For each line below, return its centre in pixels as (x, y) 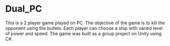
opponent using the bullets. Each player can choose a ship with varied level (84, 28)
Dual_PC (24, 9)
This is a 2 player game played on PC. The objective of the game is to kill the (85, 23)
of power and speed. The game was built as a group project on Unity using (83, 33)
